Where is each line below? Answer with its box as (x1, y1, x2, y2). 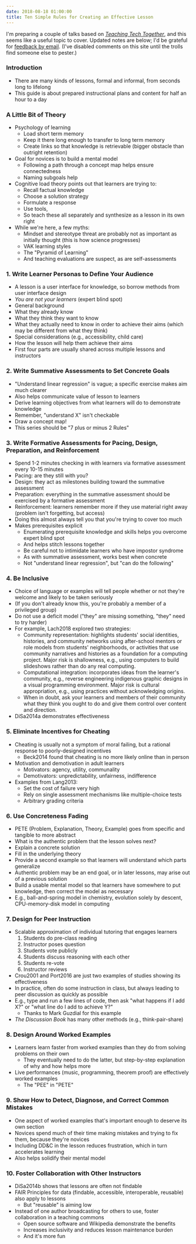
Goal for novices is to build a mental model (14, 155, 119, 162)
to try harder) (14, 619, 47, 626)
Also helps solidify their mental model (14, 1155, 106, 1162)
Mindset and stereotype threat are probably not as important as (23, 230, 177, 237)
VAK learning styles (23, 243, 71, 250)
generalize (14, 862, 40, 870)
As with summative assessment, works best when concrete (23, 553, 167, 560)
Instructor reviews (23, 966, 67, 973)
